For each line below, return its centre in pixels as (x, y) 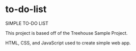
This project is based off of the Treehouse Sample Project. (66, 33)
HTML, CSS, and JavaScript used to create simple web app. (68, 43)
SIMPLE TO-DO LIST (27, 23)
